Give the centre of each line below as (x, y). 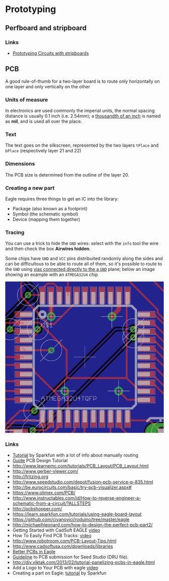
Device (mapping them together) (46, 219)
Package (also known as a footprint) (50, 208)
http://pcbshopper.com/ (37, 509)
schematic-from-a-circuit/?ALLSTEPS (52, 503)
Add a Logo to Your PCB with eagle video (55, 568)
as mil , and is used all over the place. (44, 121)
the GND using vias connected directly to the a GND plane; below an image (80, 269)
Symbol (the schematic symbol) (46, 214)
